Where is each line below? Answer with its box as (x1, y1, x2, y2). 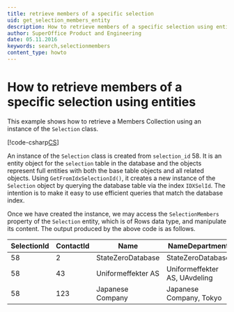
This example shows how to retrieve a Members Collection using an (7, 117, 202, 126)
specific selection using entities (7, 94, 196, 110)
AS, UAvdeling (166, 273, 214, 283)
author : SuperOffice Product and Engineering (7, 29, 141, 37)
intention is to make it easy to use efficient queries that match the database (7, 188, 224, 197)
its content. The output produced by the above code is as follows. (7, 224, 196, 232)
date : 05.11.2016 (7, 36, 58, 43)
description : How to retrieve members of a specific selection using (7, 23, 214, 30)
